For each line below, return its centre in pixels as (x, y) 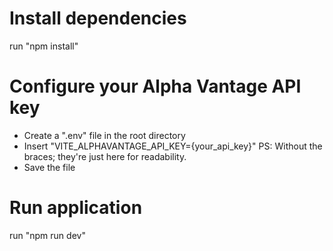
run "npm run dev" (47, 235)
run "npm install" (44, 46)
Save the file (49, 167)
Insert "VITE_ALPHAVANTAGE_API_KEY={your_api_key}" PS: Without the (173, 146)
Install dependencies (98, 18)
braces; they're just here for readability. (105, 156)
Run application (76, 208)
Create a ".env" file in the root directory (104, 135)
